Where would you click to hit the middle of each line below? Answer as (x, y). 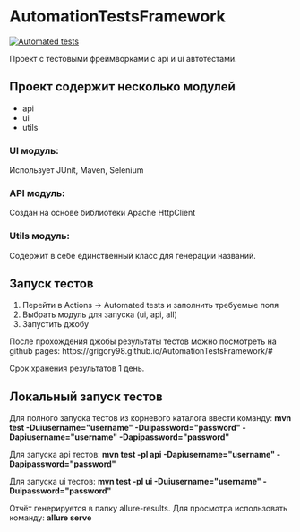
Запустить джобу (56, 324)
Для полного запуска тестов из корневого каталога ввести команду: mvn (150, 418)
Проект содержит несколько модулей (122, 87)
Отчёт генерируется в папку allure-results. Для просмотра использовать (149, 509)
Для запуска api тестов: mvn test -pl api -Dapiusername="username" (142, 455)
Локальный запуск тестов (86, 396)
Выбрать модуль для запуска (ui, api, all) (99, 314)
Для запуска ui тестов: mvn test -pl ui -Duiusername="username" (135, 482)
